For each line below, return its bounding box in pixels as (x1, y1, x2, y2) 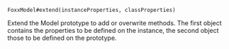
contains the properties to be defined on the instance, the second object (7, 27, 219, 34)
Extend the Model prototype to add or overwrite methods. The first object (7, 19, 222, 27)
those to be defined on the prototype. (7, 34, 117, 42)
